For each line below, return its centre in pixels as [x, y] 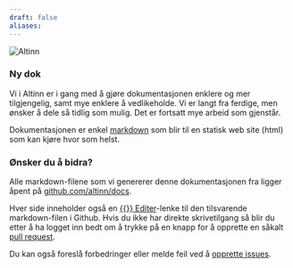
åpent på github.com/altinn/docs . [71, 191]
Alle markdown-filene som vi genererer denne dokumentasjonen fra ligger [146, 182]
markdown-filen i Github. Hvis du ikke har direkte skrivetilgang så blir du [142, 218]
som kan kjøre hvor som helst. [65, 139]
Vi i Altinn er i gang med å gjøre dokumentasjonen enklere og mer [130, 93]
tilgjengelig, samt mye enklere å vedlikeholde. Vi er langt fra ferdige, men [144, 102]
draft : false [33, 17]
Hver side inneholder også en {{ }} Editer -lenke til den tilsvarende [128, 208]
